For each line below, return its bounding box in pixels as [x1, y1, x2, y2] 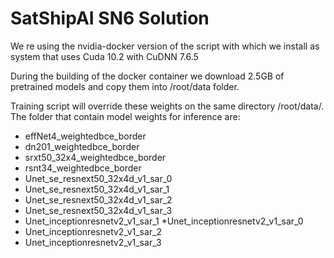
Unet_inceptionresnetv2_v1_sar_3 [24, 236, 162, 248]
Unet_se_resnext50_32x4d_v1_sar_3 [24, 204, 173, 216]
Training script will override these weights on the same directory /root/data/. [10, 100, 325, 112]
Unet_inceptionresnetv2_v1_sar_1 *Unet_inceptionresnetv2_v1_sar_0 [24, 215, 304, 227]
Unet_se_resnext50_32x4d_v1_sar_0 [24, 172, 173, 184]
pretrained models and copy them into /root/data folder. [10, 80, 240, 92]
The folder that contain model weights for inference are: [10, 110, 241, 122]
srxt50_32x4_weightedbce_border [24, 151, 167, 163]
